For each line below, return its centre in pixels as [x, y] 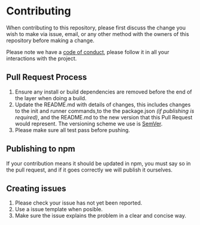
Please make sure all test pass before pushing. [72, 130]
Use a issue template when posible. [59, 209]
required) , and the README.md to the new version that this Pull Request [104, 117]
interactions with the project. [42, 58]
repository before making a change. [50, 40]
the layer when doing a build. [51, 98]
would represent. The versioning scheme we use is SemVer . [89, 124]
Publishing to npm [41, 149]
